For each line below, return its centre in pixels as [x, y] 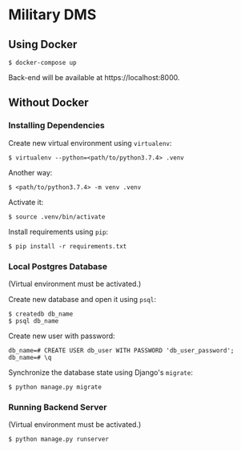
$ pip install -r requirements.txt [68, 246]
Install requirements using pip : [58, 232]
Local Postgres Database [58, 266]
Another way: [30, 172]
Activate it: [26, 202]
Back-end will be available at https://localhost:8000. [94, 77]
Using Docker [43, 44]
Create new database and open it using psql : [82, 299]
